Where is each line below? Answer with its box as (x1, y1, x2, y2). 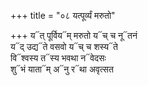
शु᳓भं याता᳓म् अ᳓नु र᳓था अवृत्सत (10, 63, 114, 75)
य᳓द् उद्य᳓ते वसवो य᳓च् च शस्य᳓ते (10, 41, 118, 52)
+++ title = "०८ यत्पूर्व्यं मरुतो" (10, 10, 116, 21)
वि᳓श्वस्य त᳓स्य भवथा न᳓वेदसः (10, 52, 107, 64)
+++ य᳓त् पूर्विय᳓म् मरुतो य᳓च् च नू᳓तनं (10, 30, 138, 41)
